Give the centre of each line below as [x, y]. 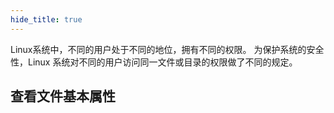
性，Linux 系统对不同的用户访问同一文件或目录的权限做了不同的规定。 [154, 62]
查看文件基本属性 [63, 96]
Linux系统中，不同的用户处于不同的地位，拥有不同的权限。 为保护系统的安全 [167, 49]
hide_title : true [46, 19]
